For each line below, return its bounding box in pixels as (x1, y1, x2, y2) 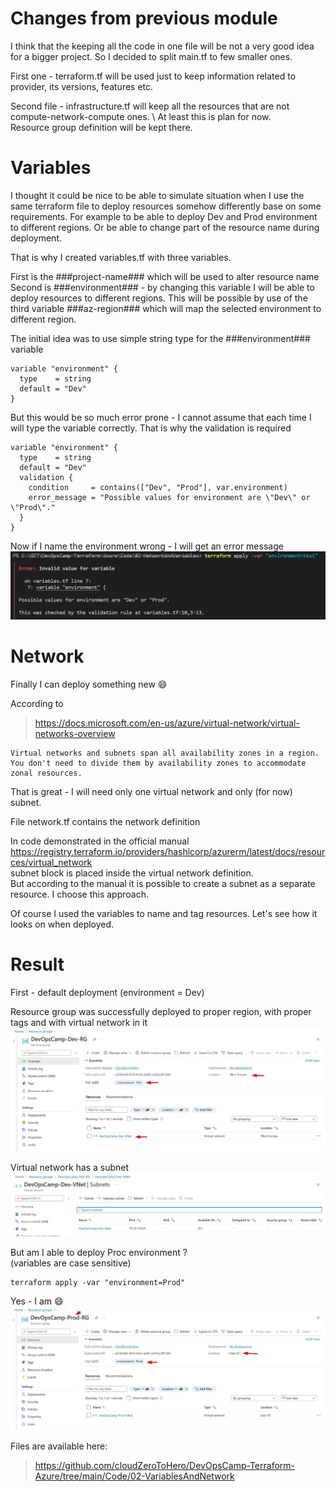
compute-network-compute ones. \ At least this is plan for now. (10, 110, 272, 122)
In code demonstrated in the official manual (10, 835, 190, 847)
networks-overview (34, 728, 116, 740)
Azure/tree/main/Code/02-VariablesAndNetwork (34, 1470, 235, 1482)
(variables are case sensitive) (10, 1257, 132, 1269)
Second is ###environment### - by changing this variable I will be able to (10, 281, 315, 293)
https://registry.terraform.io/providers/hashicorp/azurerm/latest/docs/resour (10, 846, 326, 858)
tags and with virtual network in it (10, 1017, 148, 1029)
